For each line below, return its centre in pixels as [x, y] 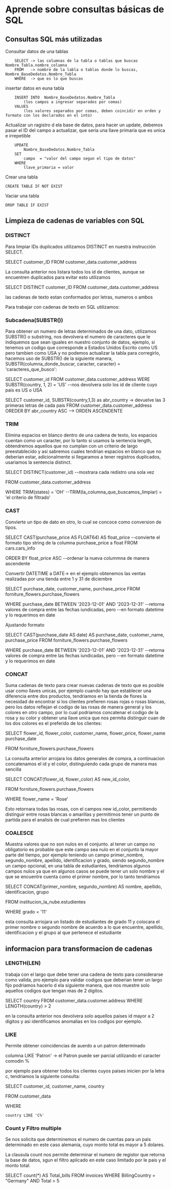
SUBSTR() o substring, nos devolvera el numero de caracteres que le [78, 336]
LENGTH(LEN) [23, 963]
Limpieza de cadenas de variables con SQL [75, 221]
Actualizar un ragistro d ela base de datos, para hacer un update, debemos [84, 125]
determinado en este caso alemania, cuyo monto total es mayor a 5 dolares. [85, 1145]
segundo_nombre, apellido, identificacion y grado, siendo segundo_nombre [85, 860]
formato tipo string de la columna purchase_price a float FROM [71, 542]
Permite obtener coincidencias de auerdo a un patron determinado [75, 1046]
